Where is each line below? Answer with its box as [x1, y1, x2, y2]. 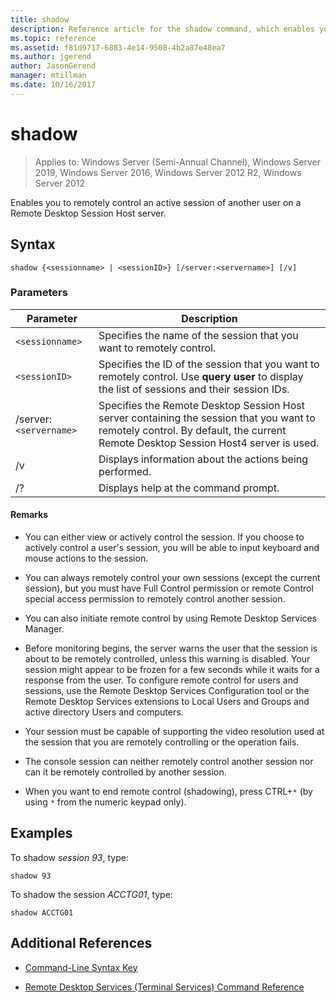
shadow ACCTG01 [10, 907, 74, 918]
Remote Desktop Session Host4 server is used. [98, 436, 320, 450]
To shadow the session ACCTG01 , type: [10, 888, 173, 900]
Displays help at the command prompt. [98, 481, 280, 495]
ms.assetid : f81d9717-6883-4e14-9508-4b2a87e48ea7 [10, 42, 226, 53]
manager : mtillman [10, 71, 87, 81]
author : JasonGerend [10, 61, 97, 71]
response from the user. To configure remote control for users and [24, 674, 299, 686]
